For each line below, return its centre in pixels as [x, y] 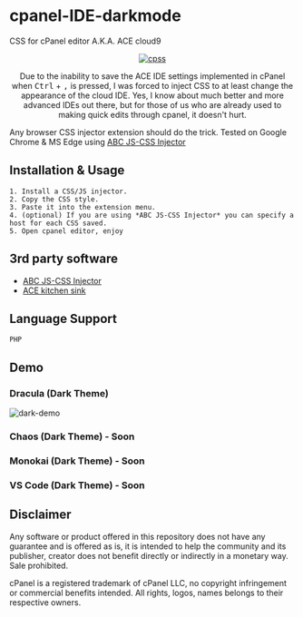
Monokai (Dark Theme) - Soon [77, 461]
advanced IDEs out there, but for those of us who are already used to [152, 104]
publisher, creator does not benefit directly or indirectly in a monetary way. [149, 555]
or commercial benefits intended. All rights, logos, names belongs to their [147, 593]
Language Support [64, 318]
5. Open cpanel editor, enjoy [67, 231]
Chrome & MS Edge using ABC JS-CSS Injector [98, 142]
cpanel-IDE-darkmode [95, 16]
